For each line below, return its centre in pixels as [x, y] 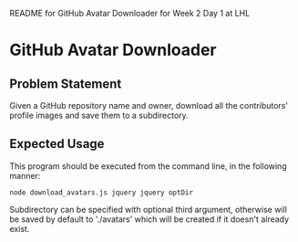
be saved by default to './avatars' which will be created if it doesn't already [149, 219]
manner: [25, 175]
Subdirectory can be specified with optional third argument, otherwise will [148, 209]
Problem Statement [66, 84]
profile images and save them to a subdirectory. [99, 115]
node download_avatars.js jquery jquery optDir [102, 192]
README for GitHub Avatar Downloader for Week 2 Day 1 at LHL [130, 13]
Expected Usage [57, 144]
